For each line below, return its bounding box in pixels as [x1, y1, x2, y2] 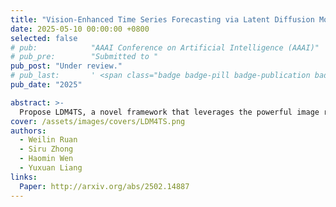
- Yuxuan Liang [19, 163, 83, 173]
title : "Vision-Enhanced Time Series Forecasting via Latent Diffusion [10, 14, 315, 25]
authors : [10, 126, 47, 136]
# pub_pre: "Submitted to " [10, 52, 159, 62]
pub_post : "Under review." [10, 61, 123, 71]
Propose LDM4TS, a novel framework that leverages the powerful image [19, 107, 320, 117]
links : [10, 172, 38, 182]
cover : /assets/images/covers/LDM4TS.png [10, 116, 186, 126]
